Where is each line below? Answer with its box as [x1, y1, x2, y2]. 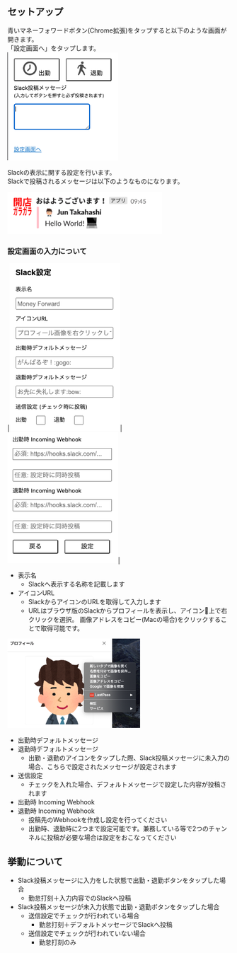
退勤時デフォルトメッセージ [17, 744, 99, 753]
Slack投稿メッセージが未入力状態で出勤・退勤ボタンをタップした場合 [17, 902, 220, 911]
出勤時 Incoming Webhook [17, 797, 96, 806]
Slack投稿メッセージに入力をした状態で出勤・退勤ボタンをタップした [17, 876, 220, 884]
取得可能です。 [40, 624, 83, 633]
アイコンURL [17, 589, 55, 597]
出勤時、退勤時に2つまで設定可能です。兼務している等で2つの [28, 824, 209, 833]
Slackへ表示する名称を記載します [28, 580, 125, 589]
